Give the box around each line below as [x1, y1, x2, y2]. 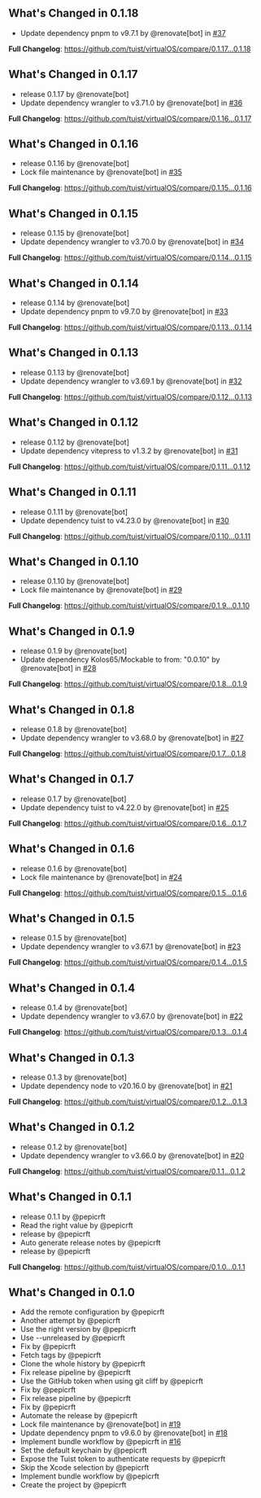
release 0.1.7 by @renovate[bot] [20, 794, 127, 804]
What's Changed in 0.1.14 [8, 276, 140, 290]
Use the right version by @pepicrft [20, 1325, 137, 1334]
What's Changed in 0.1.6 [8, 842, 135, 856]
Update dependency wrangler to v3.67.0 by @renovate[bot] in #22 [20, 1011, 243, 1021]
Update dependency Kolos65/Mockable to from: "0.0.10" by [20, 655, 220, 664]
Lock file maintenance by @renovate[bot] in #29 [20, 585, 183, 595]
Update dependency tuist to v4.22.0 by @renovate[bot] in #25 [20, 802, 229, 813]
